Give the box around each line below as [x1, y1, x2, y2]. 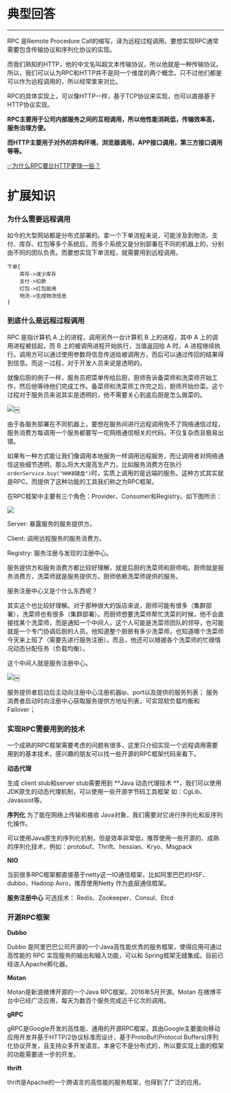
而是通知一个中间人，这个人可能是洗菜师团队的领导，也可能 [54, 618, 224, 627]
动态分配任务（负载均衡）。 [12, 644, 89, 652]
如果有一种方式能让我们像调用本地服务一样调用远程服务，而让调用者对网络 [7, 451, 218, 459]
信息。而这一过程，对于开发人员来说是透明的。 [12, 358, 146, 367]
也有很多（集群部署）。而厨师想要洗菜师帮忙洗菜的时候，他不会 [40, 609, 218, 618]
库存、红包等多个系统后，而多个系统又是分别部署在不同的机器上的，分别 [19, 240, 224, 248]
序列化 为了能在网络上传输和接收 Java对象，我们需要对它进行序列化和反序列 [7, 811, 223, 819]
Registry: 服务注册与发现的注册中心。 [7, 548, 113, 557]
